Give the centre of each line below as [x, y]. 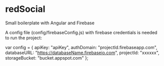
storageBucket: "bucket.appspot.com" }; [47, 58]
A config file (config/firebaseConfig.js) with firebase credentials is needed [81, 32]
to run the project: [24, 38]
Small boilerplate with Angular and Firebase [50, 23]
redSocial [25, 9]
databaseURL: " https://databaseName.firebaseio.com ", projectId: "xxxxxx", [82, 53]
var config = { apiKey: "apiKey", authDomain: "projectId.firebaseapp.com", [81, 47]
